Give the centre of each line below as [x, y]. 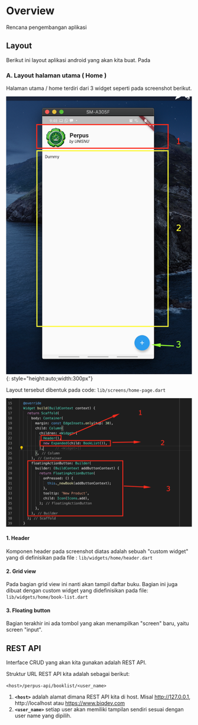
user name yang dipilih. [43, 716]
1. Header [18, 538]
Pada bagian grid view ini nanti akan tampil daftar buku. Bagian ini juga [92, 584]
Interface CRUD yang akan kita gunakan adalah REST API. [76, 662]
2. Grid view [21, 571]
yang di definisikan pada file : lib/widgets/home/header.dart [80, 558]
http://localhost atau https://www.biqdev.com [70, 703]
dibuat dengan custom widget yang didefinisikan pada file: [77, 591]
